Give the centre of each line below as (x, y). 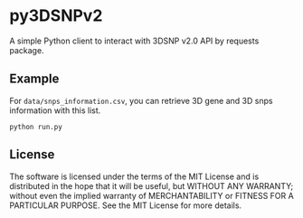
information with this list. (55, 110)
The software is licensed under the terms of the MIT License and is (134, 176)
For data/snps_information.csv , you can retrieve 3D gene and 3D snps (141, 100)
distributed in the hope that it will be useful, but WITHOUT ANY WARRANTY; (151, 185)
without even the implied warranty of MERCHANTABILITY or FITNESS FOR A (151, 195)
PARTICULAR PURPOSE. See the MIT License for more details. (126, 205)
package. (27, 50)
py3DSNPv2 (56, 16)
